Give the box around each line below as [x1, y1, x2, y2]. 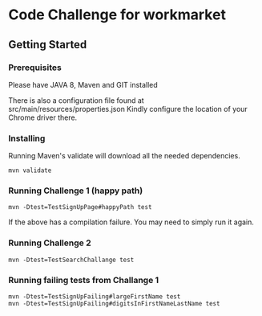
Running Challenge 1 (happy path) [8, 185, 143, 196]
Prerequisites [8, 62, 62, 73]
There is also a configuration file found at [8, 95, 144, 105]
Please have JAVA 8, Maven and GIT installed [8, 80, 158, 89]
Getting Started [8, 38, 87, 51]
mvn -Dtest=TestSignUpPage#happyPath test [8, 203, 152, 211]
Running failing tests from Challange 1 [8, 274, 159, 285]
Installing [8, 133, 46, 144]
